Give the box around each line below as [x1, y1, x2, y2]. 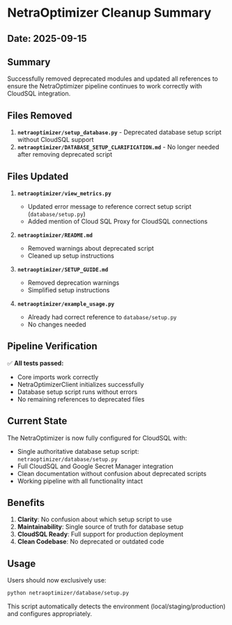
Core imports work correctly [17, 372, 99, 381]
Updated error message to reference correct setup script [27, 203, 192, 211]
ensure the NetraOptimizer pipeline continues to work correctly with [7, 82, 203, 90]
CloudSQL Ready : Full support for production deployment [17, 530, 184, 539]
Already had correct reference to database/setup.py [27, 313, 177, 322]
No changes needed [27, 320, 86, 329]
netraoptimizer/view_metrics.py [17, 190, 111, 198]
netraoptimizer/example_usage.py [17, 301, 115, 308]
